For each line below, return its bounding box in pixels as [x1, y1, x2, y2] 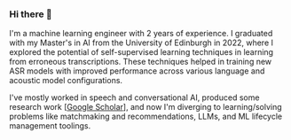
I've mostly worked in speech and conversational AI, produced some [9, 92, 260, 103]
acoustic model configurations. [9, 75, 122, 86]
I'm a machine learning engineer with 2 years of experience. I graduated [9, 28, 273, 39]
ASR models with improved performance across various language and [9, 66, 265, 76]
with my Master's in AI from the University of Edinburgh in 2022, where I [9, 37, 273, 48]
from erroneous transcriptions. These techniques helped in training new [9, 57, 272, 67]
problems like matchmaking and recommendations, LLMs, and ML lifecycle [9, 111, 283, 122]
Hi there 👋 [9, 8, 53, 20]
